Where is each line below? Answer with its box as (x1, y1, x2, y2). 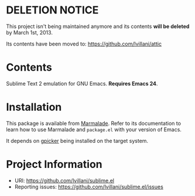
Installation (6, 100, 62, 114)
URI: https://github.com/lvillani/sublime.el (14, 177, 115, 184)
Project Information (6, 158, 102, 171)
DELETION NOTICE (6, 3, 99, 17)
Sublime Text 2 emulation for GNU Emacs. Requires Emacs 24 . (6, 80, 158, 87)
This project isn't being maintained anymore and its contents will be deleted (6, 23, 190, 30)
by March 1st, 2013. (6, 29, 53, 36)
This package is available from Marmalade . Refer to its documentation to (6, 120, 182, 127)
